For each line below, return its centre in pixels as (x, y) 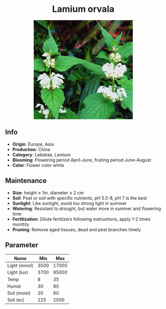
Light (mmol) (20, 265)
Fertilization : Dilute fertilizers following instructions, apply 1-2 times (82, 219)
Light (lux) (18, 272)
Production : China (31, 149)
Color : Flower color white (38, 165)
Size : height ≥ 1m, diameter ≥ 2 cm (48, 193)
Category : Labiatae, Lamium (41, 154)
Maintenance (26, 181)
